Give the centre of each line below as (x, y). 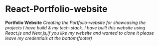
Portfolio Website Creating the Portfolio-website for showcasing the (76, 23)
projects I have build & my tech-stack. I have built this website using (75, 27)
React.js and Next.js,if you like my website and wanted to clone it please (80, 33)
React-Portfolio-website (56, 9)
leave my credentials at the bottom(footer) (49, 38)
